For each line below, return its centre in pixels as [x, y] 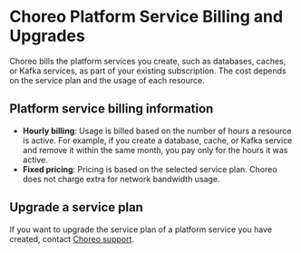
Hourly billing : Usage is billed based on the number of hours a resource [157, 131]
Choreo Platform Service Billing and [146, 17]
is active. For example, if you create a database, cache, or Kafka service [157, 140]
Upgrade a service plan [76, 207]
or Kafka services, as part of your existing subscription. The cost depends [148, 71]
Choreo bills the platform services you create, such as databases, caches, [148, 61]
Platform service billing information [112, 109]
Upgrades [48, 36]
